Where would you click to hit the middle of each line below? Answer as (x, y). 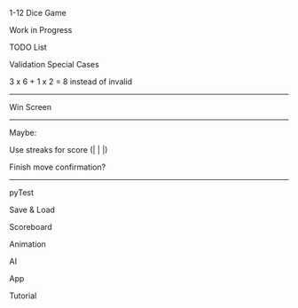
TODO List (28, 47)
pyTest (21, 193)
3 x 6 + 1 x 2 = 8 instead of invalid (71, 82)
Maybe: (23, 133)
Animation (28, 244)
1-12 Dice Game (38, 13)
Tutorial (23, 296)
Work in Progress (41, 30)
